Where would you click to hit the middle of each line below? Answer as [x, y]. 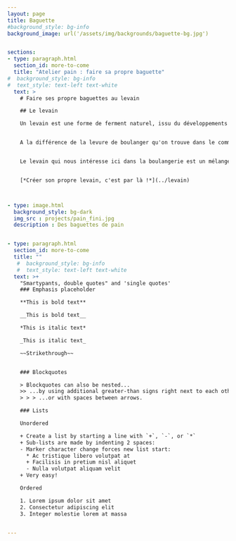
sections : [22, 52]
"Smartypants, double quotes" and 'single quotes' [96, 283]
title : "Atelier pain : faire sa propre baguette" [89, 72]
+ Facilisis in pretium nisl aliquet [81, 462]
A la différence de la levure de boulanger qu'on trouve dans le [118, 143]
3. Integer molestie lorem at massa [74, 514]
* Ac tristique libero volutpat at [78, 456]
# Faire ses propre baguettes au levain [80, 98]
